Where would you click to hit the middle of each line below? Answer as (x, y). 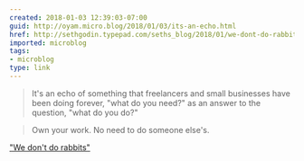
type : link (30, 68)
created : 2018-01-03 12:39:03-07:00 (78, 18)
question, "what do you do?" (85, 112)
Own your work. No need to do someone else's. (120, 130)
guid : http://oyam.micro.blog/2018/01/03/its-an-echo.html (123, 26)
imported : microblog (48, 43)
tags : (19, 51)
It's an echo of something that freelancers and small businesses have (161, 93)
